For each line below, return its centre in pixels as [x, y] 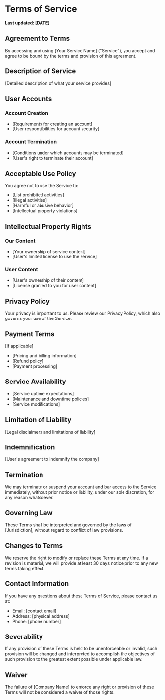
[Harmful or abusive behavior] [43, 206]
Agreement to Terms [38, 38]
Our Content [20, 241]
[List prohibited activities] [38, 195]
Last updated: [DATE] [28, 23]
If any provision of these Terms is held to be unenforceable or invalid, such [81, 649]
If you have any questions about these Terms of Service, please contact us [81, 596]
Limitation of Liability [38, 420]
